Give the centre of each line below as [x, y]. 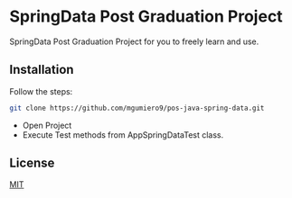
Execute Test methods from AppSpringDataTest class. [123, 135]
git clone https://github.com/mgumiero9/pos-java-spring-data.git [137, 108]
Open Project [47, 125]
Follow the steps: [41, 91]
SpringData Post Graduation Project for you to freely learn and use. [134, 41]
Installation [42, 70]
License [32, 163]
